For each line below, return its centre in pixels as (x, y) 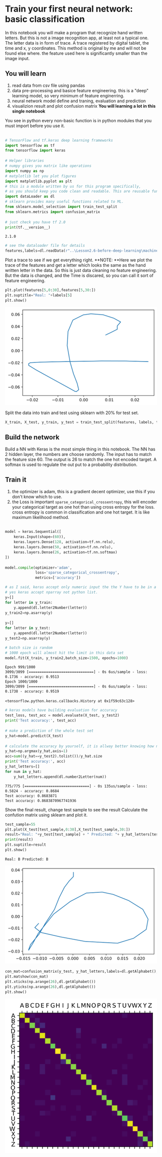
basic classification (45, 19)
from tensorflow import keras (35, 151)
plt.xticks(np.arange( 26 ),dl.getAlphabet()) (50, 982)
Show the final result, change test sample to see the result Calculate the (76, 810)
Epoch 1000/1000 (21, 682)
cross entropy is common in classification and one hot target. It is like (81, 512)
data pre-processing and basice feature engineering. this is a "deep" (80, 90)
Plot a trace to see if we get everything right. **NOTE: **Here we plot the (79, 260)
